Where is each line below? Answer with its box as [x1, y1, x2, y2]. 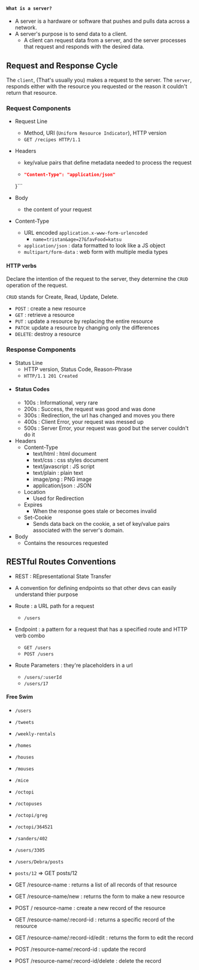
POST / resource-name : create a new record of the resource [14, 904, 166, 911]
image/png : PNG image [32, 475, 92, 483]
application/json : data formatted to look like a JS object [23, 242, 166, 249]
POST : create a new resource [14, 305, 86, 312]
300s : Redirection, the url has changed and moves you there [23, 412, 175, 419]
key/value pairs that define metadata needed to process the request [23, 159, 192, 166]
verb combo [14, 631, 46, 639]
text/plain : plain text [32, 469, 83, 476]
